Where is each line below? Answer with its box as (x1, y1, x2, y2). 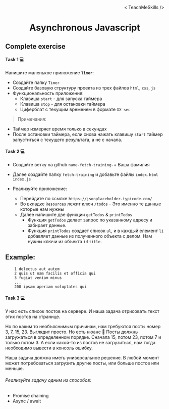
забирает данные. (27, 222, 67, 228)
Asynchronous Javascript (29, 22, 140, 33)
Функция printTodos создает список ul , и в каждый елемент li (27, 228, 164, 234)
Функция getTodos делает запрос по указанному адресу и (27, 217, 153, 223)
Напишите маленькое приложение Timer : (5, 69, 94, 75)
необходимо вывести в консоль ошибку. (5, 345, 93, 351)
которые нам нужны (20, 206, 64, 212)
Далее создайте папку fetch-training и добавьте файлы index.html (12, 171, 158, 177)
